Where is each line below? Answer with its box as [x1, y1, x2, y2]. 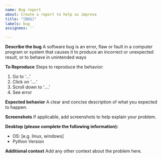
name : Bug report [5, 7, 41, 12]
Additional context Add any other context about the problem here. [5, 148, 142, 154]
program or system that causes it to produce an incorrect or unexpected [5, 49, 154, 55]
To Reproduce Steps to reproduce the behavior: [5, 64, 104, 70]
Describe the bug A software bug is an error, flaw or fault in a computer [5, 44, 153, 50]
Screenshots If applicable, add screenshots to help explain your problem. [5, 114, 157, 120]
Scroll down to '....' [12, 84, 51, 90]
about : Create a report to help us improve [5, 12, 97, 17]
